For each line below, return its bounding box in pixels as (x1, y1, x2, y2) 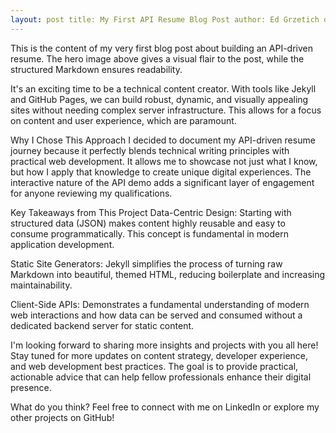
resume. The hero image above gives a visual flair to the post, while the (10, 52, 305, 65)
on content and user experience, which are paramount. (10, 114, 237, 126)
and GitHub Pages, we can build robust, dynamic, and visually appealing (10, 93, 309, 105)
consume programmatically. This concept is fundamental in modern (10, 227, 289, 240)
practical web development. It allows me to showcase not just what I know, (10, 155, 318, 167)
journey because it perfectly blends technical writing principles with (10, 144, 290, 156)
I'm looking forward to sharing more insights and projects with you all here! (10, 339, 319, 351)
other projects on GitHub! (10, 411, 115, 423)
